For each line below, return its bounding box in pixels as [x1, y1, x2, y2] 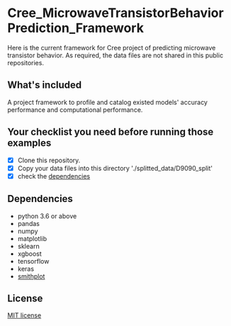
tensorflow [17, 257, 50, 265]
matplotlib [17, 234, 47, 242]
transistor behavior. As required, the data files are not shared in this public [7, 51, 224, 60]
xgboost [17, 249, 43, 258]
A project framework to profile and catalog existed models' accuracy [7, 98, 208, 106]
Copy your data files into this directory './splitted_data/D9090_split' [17, 164, 213, 172]
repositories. [7, 58, 45, 67]
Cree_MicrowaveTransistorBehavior [7, 5, 225, 21]
